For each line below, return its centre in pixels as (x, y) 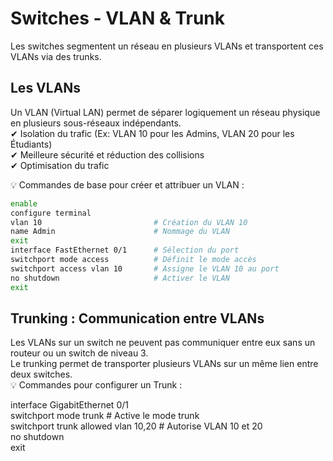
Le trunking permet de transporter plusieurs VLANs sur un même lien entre (164, 364)
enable (24, 203)
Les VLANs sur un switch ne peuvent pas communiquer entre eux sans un (163, 343)
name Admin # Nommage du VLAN (120, 232)
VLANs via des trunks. (56, 56)
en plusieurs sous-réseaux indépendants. (96, 123)
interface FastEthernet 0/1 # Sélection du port (125, 250)
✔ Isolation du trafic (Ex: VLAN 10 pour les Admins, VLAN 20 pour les (152, 133)
